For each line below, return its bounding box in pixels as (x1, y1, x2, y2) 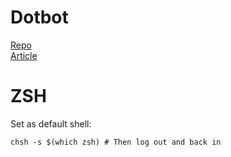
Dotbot (10, 6, 69, 29)
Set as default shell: (10, 117, 92, 130)
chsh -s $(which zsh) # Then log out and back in (10, 137, 222, 147)
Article (10, 49, 38, 61)
